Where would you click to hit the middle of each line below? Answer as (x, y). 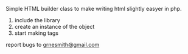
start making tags (37, 33)
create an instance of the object (54, 27)
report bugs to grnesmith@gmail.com (53, 45)
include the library (37, 20)
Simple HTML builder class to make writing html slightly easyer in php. (94, 9)
